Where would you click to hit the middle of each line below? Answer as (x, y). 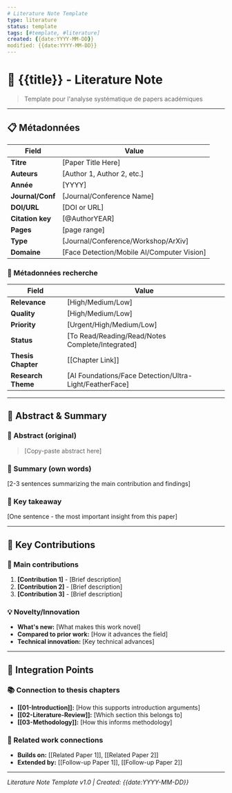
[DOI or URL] (83, 207)
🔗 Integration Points (51, 670)
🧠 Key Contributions (51, 545)
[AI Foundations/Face (101, 375)
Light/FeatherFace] (98, 384)
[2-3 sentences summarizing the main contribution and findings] (99, 484)
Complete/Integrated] (102, 344)
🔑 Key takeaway (35, 501)
